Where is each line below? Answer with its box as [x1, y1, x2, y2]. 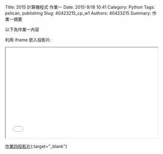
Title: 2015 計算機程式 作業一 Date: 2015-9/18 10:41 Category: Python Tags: [5, 4, 155, 10]
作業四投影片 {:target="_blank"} [5, 143, 67, 149]
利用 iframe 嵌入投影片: [5, 37, 52, 43]
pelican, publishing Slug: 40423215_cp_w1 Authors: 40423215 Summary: [5, 10, 151, 16]
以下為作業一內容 [5, 27, 39, 32]
